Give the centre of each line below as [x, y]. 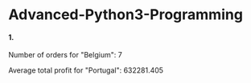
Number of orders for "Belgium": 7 [65, 55]
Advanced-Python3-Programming [126, 15]
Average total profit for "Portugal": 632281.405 [86, 70]
